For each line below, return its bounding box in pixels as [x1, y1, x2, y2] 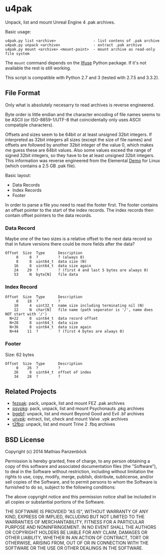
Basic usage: [5, 29, 32, 34]
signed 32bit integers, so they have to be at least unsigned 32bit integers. [5, 152, 155, 158]
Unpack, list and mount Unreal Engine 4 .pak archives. [5, 19, 116, 25]
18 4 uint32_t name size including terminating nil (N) [14, 303, 144, 308]
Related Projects [5, 387, 57, 396]
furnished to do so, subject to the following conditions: [5, 484, 116, 490]
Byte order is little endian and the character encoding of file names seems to [5, 111, 161, 117]
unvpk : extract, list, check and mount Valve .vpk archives [12, 416, 129, 422]
